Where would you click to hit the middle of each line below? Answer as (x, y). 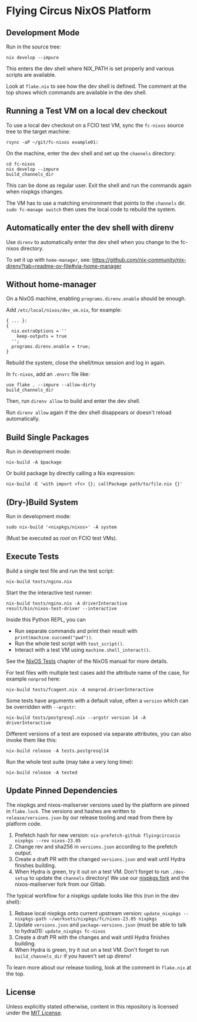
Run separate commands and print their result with (76, 631)
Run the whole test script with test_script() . (69, 643)
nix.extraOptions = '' (39, 331)
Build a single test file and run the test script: (60, 571)
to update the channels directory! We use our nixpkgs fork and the (109, 878)
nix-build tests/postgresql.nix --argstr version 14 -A (76, 718)
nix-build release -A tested (42, 773)
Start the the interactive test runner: (49, 592)
